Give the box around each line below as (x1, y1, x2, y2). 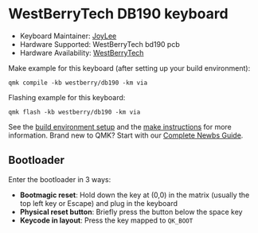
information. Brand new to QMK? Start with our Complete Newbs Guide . (8, 130, 244, 140)
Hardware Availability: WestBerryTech (19, 48, 144, 57)
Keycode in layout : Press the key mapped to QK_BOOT (19, 216, 193, 225)
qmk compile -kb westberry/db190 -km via (8, 79, 148, 87)
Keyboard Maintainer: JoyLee (19, 31, 117, 41)
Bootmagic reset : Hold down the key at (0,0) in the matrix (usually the (19, 190, 250, 200)
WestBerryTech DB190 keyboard (8, 5, 229, 23)
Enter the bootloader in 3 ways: (8, 174, 111, 184)
